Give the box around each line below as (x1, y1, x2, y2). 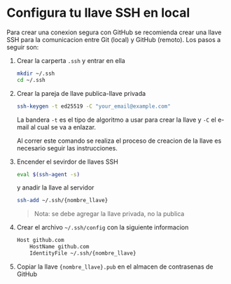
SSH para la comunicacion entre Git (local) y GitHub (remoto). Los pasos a (6, 35, 221, 43)
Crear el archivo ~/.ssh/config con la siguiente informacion (16, 223, 189, 232)
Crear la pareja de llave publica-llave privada (16, 89, 146, 97)
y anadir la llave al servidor (16, 183, 94, 192)
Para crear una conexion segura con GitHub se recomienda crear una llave (6, 28, 222, 36)
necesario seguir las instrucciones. (16, 143, 118, 152)
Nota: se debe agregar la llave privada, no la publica (34, 210, 185, 218)
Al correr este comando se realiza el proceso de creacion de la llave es (16, 136, 222, 145)
